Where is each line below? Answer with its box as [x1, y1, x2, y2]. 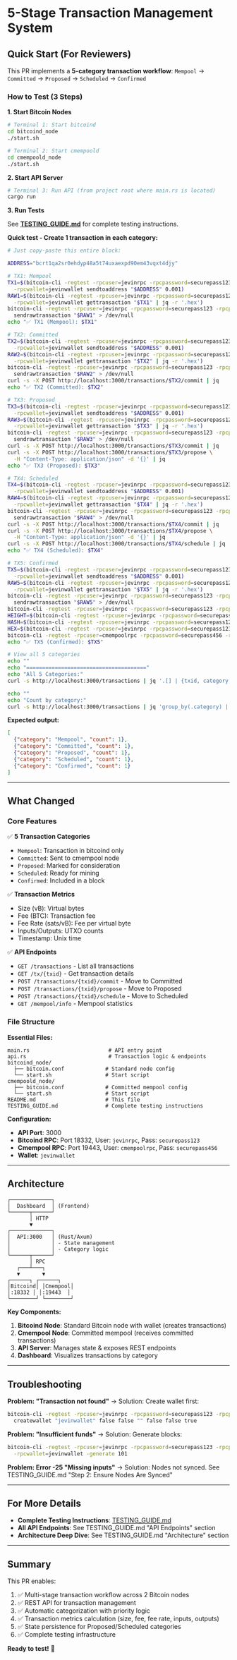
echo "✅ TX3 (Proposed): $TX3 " [7, 462, 101, 469]
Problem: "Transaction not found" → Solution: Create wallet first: [7, 1397, 200, 1405]
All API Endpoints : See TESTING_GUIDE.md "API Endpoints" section [17, 1524, 216, 1532]
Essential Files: [7, 1033, 53, 1041]
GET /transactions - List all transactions [17, 962, 134, 971]
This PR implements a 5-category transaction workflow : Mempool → [7, 67, 205, 75]
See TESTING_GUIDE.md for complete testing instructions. [7, 220, 178, 229]
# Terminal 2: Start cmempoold [7, 147, 99, 155]
